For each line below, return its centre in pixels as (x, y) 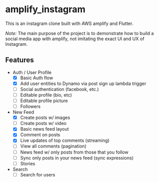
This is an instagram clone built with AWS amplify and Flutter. (69, 23)
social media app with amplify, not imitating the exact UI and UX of (75, 39)
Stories (28, 163)
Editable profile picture (44, 101)
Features (20, 60)
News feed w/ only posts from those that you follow (74, 152)
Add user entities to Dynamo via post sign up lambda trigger (83, 83)
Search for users (38, 174)
